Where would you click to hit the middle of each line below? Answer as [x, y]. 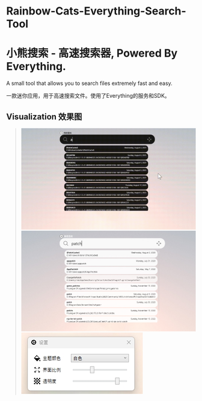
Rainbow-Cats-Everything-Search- [96, 11]
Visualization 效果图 [44, 117]
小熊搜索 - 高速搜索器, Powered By [92, 53]
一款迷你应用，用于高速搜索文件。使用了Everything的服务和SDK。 [88, 96]
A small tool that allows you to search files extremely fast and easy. [89, 83]
